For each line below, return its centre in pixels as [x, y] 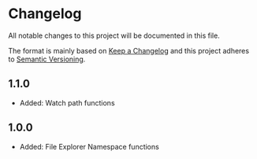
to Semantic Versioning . [47, 59]
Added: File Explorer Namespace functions [89, 146]
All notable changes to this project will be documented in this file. [114, 35]
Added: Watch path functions [67, 102]
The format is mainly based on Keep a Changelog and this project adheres [129, 50]
